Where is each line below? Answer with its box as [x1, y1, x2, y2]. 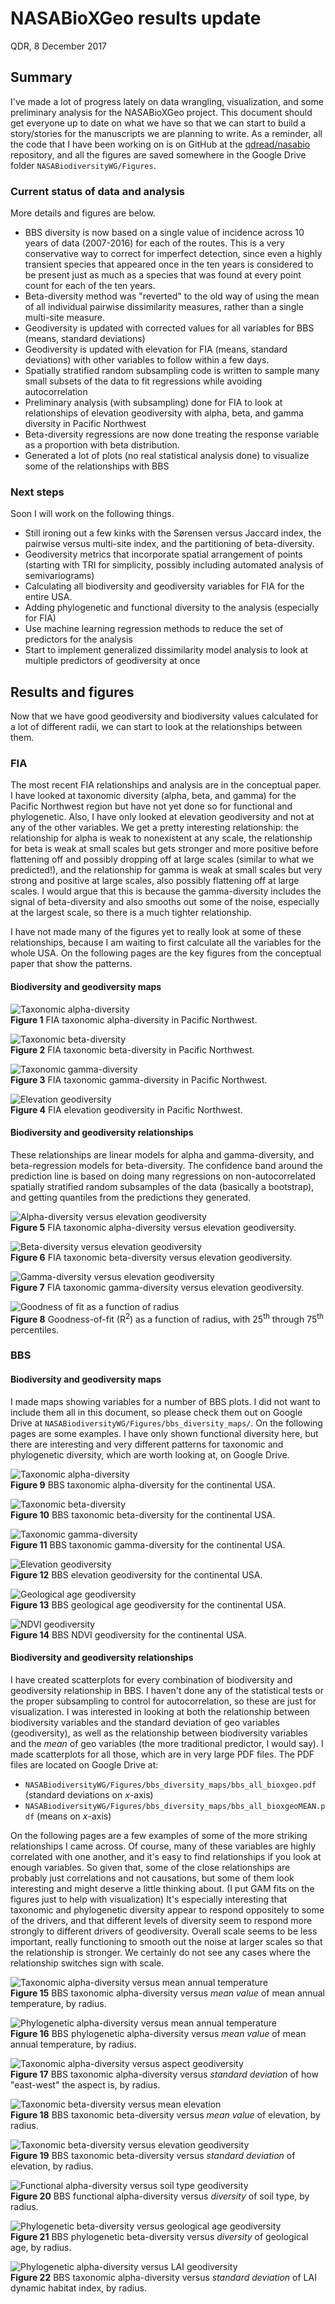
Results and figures [10, 683, 135, 701]
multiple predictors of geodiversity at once [24, 655, 201, 667]
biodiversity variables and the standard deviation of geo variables [10, 1716, 280, 1728]
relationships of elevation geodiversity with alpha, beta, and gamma [24, 407, 304, 419]
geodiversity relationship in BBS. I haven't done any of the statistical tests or [10, 1684, 325, 1696]
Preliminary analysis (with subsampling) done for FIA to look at [24, 397, 283, 409]
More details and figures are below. [10, 207, 156, 219]
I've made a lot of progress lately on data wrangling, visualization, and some [10, 95, 324, 107]
